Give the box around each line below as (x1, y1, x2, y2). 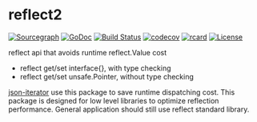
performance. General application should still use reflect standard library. (8, 104, 250, 114)
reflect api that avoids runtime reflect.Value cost (8, 47, 167, 57)
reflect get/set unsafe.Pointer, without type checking (19, 71, 195, 81)
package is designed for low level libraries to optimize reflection (8, 96, 219, 105)
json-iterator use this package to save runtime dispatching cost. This (8, 87, 235, 97)
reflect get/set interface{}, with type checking (19, 63, 171, 73)
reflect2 (8, 6, 62, 24)
